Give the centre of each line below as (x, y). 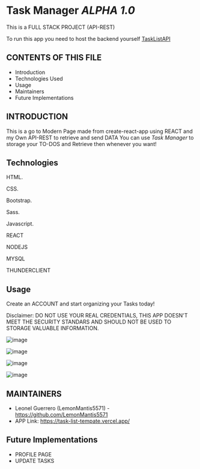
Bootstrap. (19, 201)
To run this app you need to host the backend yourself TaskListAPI (89, 38)
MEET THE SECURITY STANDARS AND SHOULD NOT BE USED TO (89, 322)
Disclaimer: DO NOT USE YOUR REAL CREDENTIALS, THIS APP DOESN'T (97, 316)
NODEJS (17, 247)
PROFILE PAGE (33, 454)
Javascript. (20, 224)
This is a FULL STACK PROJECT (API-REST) (61, 27)
